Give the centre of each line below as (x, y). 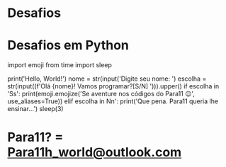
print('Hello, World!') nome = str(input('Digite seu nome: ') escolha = (107, 79)
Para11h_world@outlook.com (95, 152)
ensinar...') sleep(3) (35, 109)
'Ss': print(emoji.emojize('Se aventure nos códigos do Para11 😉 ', (101, 94)
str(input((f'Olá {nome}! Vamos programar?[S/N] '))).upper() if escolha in (113, 86)
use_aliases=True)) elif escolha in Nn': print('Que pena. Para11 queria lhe (113, 101)
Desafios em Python (68, 46)
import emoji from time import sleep (60, 65)
